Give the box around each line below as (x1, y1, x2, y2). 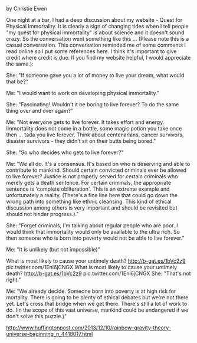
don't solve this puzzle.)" (6, 313, 67, 319)
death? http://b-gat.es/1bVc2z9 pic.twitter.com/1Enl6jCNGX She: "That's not (6, 270, 191, 277)
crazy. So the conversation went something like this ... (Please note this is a (6, 35, 189, 42)
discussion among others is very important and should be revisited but (6, 204, 178, 211)
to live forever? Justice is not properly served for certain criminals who (6, 173, 178, 179)
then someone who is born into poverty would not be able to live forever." (6, 234, 185, 241)
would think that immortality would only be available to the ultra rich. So (6, 228, 180, 235)
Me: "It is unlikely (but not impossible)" (6, 246, 100, 253)
